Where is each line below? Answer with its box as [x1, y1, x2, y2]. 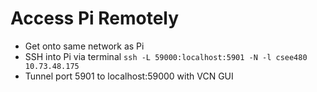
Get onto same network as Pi [24, 40, 145, 52]
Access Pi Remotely [10, 7, 180, 30]
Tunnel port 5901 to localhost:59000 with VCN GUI [24, 70, 234, 82]
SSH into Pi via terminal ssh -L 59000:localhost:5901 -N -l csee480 [24, 50, 308, 62]
